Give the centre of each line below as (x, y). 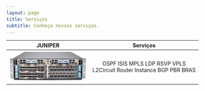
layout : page (23, 13)
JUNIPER (48, 45)
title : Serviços (27, 19)
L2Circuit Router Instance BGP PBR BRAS (144, 70)
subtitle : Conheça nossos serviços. (53, 25)
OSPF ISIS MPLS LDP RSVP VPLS (144, 64)
